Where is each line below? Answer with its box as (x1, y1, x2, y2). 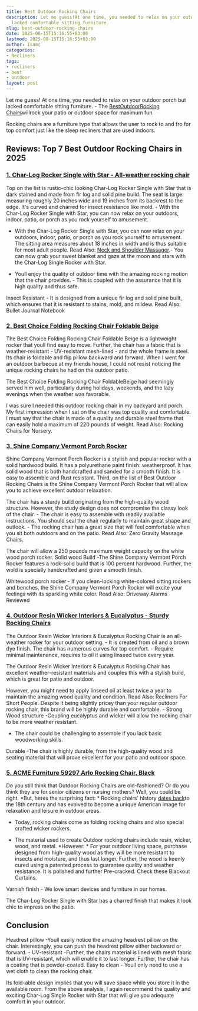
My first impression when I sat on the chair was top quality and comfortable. (6, 408, 192, 415)
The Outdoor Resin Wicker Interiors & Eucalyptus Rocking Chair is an (6, 632, 173, 639)
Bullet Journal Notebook (6, 307, 65, 314)
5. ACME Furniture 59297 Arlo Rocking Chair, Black (6, 768, 155, 777)
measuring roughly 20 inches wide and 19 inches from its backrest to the (6, 197, 183, 204)
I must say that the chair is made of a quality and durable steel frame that (6, 414, 184, 421)
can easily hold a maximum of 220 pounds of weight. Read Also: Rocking (6, 421, 184, 428)
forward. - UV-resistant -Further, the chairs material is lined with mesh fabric (6, 948, 192, 956)
